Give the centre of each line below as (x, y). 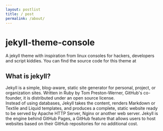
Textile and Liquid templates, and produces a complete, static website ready (82, 108)
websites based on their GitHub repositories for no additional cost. (72, 124)
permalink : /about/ (25, 18)
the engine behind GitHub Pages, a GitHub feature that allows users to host (81, 118)
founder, (14, 98)
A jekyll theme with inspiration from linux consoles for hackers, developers (80, 56)
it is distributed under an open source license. (69, 98)
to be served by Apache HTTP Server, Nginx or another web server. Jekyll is (82, 114)
